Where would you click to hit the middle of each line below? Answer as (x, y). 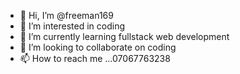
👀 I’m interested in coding (72, 26)
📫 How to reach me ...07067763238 (95, 58)
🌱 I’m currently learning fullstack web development (124, 36)
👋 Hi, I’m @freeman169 (66, 15)
